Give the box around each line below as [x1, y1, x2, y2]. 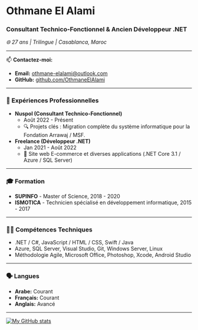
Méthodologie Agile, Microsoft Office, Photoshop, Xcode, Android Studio [14, 251, 192, 259]
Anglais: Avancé [14, 300, 55, 308]
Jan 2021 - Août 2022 [23, 143, 77, 151]
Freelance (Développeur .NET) [14, 138, 91, 145]
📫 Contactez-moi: [6, 56, 53, 63]
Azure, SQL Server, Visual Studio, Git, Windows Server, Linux [14, 245, 163, 252]
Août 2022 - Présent [23, 116, 74, 123]
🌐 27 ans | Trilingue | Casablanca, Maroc [6, 38, 107, 45]
